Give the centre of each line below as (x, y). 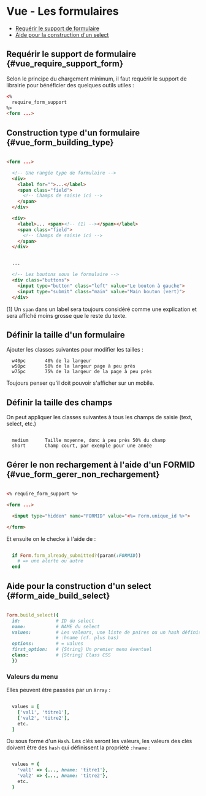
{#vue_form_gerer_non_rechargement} (83, 474)
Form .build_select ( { (33, 615)
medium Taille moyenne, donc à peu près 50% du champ (89, 441)
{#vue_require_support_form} (65, 64)
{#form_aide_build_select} (58, 595)
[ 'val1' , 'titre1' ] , (44, 712)
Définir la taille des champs (59, 402)
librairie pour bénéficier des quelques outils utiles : (71, 85)
